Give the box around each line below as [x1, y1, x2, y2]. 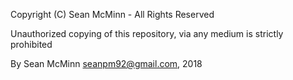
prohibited [10, 39, 53, 50]
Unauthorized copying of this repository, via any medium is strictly [10, 28, 284, 39]
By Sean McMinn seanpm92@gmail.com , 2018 [10, 58, 203, 69]
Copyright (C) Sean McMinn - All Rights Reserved [10, 9, 215, 20]
